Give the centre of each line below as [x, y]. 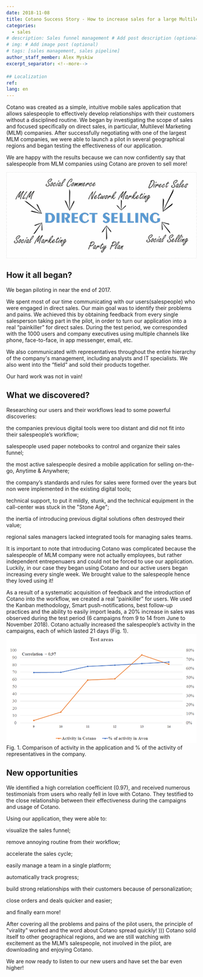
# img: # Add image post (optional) [52, 45]
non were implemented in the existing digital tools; [69, 489]
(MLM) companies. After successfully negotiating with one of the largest [96, 133]
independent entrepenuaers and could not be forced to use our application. [100, 561]
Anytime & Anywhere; [42, 471]
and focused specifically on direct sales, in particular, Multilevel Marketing [99, 126]
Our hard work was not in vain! [44, 376]
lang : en [17, 89]
